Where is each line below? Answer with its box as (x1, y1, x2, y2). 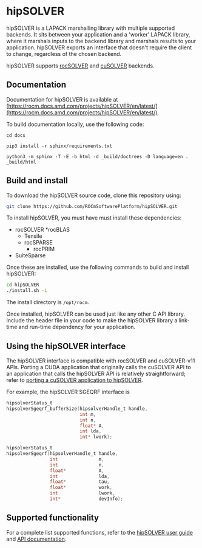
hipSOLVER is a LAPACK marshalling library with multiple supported (6, 24, 175, 32)
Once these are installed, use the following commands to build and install (6, 263, 189, 271)
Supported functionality (6, 513, 99, 523)
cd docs (6, 132, 26, 138)
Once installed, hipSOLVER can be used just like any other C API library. (6, 310, 186, 317)
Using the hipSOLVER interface (6, 341, 126, 351)
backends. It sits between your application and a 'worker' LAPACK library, (6, 30, 190, 38)
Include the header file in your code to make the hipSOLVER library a (6, 317, 178, 324)
